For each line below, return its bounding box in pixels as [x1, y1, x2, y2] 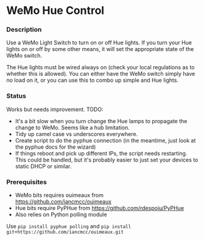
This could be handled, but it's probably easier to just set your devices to [15, 156, 199, 163]
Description [6, 25, 42, 34]
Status [6, 92, 26, 100]
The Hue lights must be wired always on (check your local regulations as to [6, 64, 195, 71]
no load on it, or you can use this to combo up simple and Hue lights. [6, 76, 178, 84]
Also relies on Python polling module [15, 211, 108, 219]
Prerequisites [6, 177, 47, 186]
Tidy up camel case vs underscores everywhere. [15, 130, 138, 137]
